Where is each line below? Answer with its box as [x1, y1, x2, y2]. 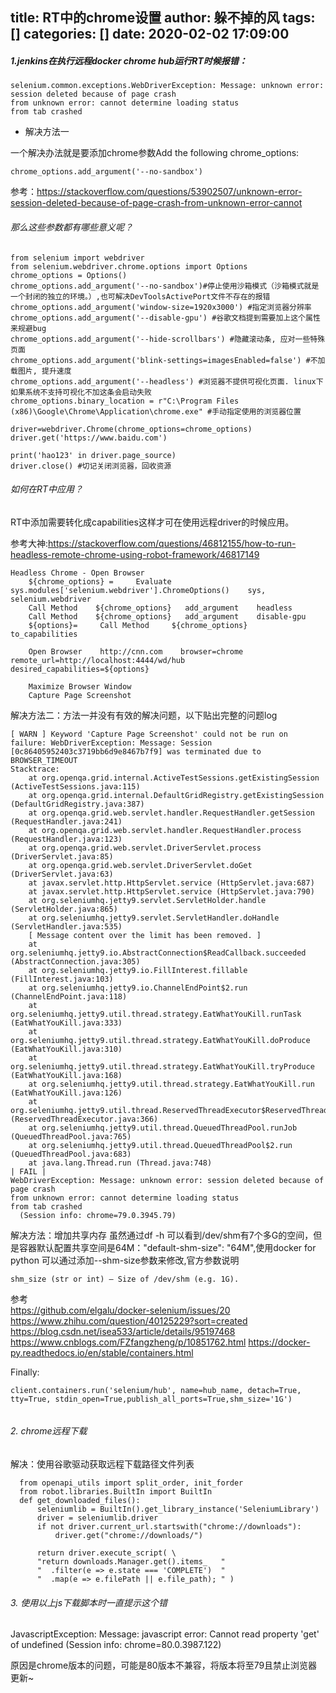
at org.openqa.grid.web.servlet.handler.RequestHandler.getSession [28, 808, 315, 818]
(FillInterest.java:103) [10, 974, 114, 984]
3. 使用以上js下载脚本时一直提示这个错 [10, 1596, 168, 1608]
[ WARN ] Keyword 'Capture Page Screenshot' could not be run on [10, 729, 288, 739]
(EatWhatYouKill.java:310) [10, 1044, 123, 1054]
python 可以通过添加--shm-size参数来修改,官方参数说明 [10, 1254, 240, 1266]
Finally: [10, 1366, 40, 1378]
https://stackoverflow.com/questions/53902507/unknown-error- [36, 186, 303, 198]
